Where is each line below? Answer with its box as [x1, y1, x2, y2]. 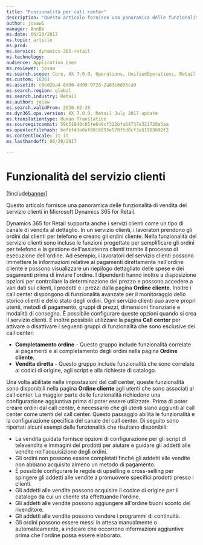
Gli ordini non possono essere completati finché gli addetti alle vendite [14, 454, 190, 461]
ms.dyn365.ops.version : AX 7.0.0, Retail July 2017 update [6, 110, 158, 116]
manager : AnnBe [6, 25, 45, 32]
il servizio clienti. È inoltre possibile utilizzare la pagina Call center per [6, 316, 181, 323]
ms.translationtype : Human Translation [6, 116, 107, 122]
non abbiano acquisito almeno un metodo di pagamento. [14, 461, 156, 468]
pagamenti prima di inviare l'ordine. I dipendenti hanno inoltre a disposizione [6, 271, 196, 279]
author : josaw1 [6, 20, 45, 26]
